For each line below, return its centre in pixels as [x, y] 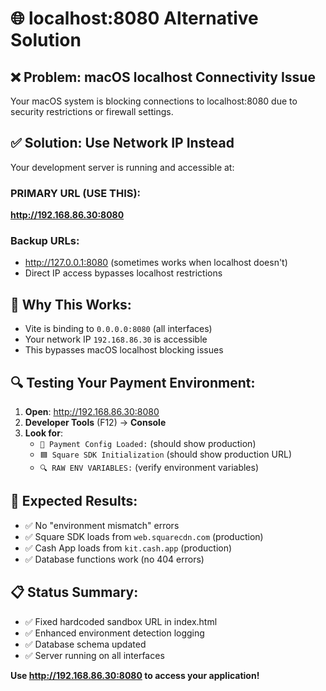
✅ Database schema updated [85, 644]
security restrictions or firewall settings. [92, 111]
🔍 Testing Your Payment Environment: [133, 382]
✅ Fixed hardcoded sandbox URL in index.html [121, 621]
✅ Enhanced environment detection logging [114, 633]
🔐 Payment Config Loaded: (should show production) [148, 444]
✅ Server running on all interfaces [94, 655]
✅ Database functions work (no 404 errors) [114, 559]
